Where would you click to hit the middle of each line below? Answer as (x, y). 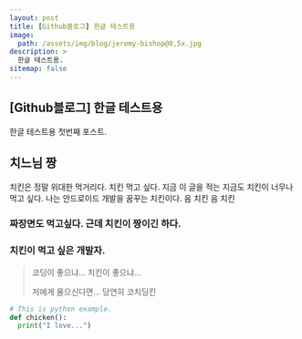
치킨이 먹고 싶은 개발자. (57, 251)
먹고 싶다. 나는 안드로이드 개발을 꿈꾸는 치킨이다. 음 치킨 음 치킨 (122, 198)
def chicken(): (38, 317)
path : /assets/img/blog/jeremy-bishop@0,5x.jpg (110, 43)
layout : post (34, 18)
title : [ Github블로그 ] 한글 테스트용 (73, 26)
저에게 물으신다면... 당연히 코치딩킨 (94, 292)
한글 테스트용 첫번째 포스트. (58, 131)
